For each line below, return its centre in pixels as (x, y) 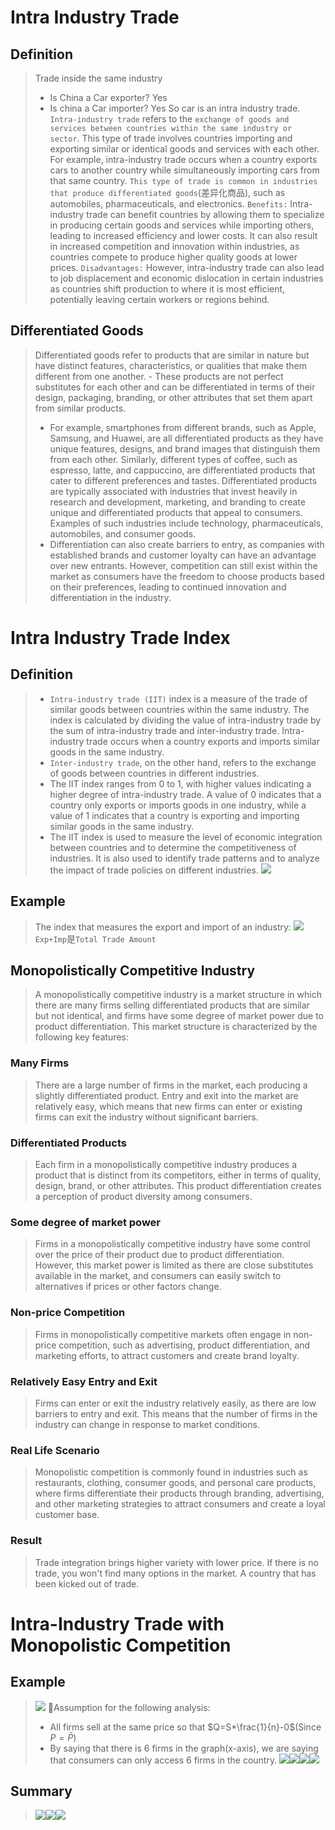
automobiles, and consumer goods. (123, 533)
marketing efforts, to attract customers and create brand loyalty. (167, 1355)
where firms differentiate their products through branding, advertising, (179, 1493)
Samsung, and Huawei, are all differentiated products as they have (186, 438)
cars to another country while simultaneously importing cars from (184, 170)
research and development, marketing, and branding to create (177, 502)
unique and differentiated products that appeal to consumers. (176, 512)
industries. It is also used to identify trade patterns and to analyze (184, 858)
